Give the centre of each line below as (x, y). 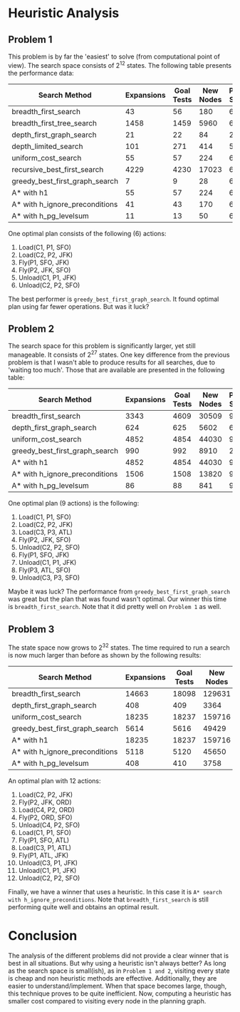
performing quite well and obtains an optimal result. (84, 906)
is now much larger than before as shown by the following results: (105, 655)
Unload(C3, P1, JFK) (48, 863)
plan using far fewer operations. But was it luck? (79, 306)
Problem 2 (31, 329)
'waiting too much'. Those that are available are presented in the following (116, 370)
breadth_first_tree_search (54, 123)
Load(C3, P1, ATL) (45, 847)
